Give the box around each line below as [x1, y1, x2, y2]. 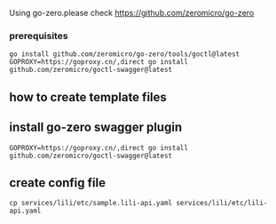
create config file [9, 175, 106, 190]
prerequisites [9, 29, 68, 42]
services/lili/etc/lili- [176, 199, 268, 208]
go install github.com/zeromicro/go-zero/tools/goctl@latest [9, 50, 241, 59]
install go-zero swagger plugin [9, 120, 183, 135]
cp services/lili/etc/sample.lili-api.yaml [9, 199, 173, 208]
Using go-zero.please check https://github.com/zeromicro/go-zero [9, 8, 255, 18]
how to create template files [9, 89, 167, 105]
